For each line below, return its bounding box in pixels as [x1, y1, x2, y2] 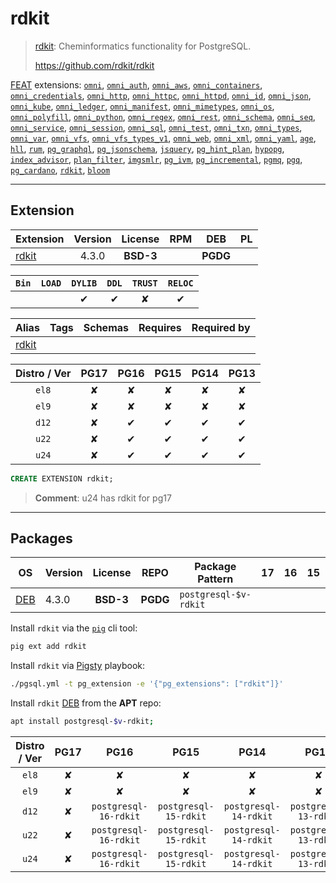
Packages [10, 530, 73, 547]
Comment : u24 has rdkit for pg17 [34, 492, 172, 504]
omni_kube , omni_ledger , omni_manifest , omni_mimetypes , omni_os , [10, 100, 275, 112]
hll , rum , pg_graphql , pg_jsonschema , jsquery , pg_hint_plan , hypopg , [10, 142, 285, 154]
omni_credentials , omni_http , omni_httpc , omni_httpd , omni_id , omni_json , [10, 89, 312, 101]
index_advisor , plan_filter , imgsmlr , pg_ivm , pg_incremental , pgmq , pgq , [10, 153, 303, 165]
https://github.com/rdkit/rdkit [34, 59, 155, 71]
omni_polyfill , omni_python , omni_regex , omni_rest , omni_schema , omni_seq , [10, 110, 316, 122]
